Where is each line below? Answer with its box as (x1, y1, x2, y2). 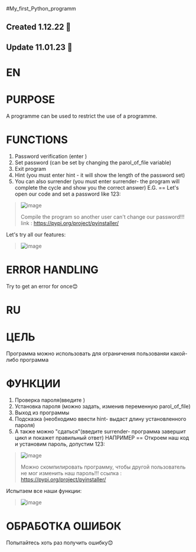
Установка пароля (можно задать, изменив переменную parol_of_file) (14, 402, 191, 410)
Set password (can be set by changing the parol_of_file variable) (14, 159, 172, 166)
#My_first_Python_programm (6, 5, 77, 12)
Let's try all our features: (6, 230, 66, 238)
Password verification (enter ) (14, 152, 87, 160)
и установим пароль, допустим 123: (14, 440, 105, 447)
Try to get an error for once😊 (6, 283, 78, 290)
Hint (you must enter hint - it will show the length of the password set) (14, 171, 185, 178)
